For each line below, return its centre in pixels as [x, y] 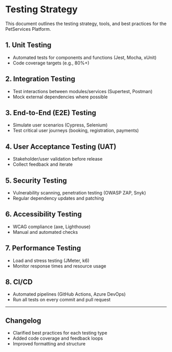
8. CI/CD [19, 282]
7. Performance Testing [43, 248]
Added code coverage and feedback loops [58, 338]
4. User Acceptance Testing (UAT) [61, 147]
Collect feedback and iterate [43, 164]
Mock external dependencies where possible [60, 97]
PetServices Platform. [28, 29]
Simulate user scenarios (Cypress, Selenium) [60, 125]
